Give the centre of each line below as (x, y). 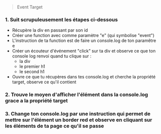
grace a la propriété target (36, 101)
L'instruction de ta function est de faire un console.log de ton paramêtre (84, 40)
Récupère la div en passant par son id (50, 30)
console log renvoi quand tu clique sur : (52, 56)
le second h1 (32, 72)
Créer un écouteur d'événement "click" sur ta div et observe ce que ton (84, 51)
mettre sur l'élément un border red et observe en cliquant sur (79, 120)
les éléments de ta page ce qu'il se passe (55, 126)
